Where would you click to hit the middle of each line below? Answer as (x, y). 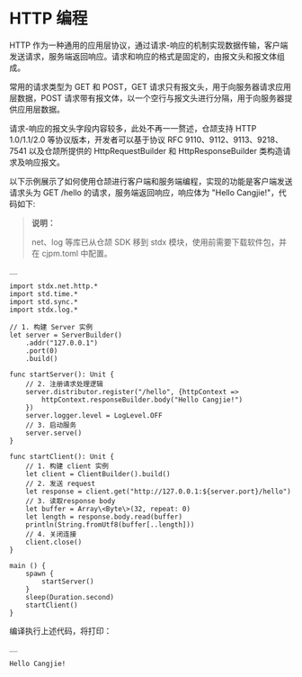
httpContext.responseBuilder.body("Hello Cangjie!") (142, 400)
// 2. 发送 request (61, 483)
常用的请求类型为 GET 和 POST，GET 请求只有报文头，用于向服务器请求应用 (151, 86)
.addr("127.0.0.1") (62, 343)
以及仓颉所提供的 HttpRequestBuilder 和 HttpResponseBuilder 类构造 (155, 150)
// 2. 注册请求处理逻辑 (64, 384)
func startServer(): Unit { (62, 375)
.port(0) (42, 351)
